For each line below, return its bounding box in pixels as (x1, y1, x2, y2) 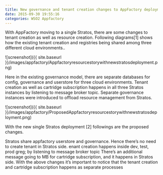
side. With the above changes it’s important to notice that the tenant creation (5, 159, 158, 165)
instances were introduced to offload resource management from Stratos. (5, 95, 152, 101)
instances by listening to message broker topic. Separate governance (5, 89, 144, 95)
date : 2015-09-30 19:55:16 (5, 12, 60, 17)
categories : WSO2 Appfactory (5, 16, 64, 21)
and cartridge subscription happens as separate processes (5, 164, 123, 170)
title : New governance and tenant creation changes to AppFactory (5, 7, 142, 12)
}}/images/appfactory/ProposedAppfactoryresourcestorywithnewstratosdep (5, 109, 158, 115)
